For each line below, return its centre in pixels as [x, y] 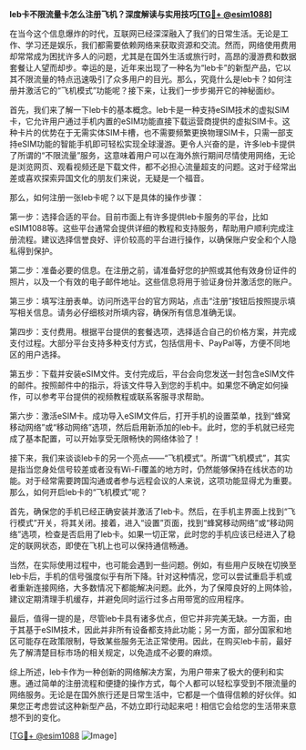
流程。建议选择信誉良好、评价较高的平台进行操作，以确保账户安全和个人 [153, 239]
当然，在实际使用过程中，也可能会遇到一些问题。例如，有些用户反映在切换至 [153, 565]
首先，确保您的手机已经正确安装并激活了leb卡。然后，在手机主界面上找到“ [149, 512]
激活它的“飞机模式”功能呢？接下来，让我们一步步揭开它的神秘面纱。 [153, 91]
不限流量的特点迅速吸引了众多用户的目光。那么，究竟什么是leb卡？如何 [151, 79]
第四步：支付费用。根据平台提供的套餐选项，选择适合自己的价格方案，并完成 [153, 332]
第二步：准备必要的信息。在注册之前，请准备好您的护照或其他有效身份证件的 [153, 270]
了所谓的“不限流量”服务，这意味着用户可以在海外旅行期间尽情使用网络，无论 [153, 155]
